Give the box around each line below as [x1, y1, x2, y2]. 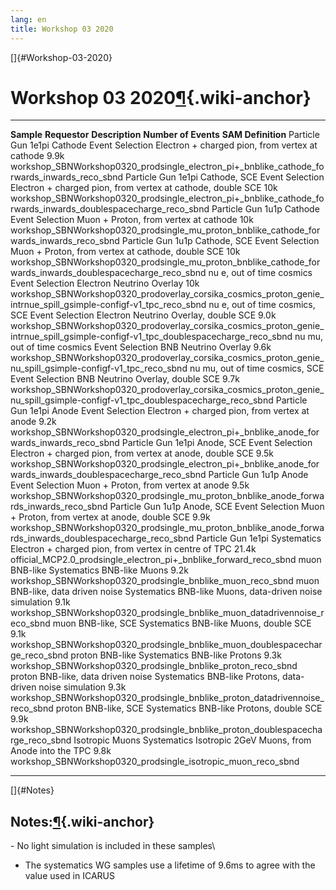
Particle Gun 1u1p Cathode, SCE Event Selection [121, 235, 320, 247]
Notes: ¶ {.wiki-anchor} [10, 813, 155, 830]
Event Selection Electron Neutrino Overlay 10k [10, 277, 200, 290]
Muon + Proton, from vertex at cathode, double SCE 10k [10, 246, 241, 258]
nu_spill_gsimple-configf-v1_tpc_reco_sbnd [10, 362, 188, 375]
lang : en [10, 14, 47, 25]
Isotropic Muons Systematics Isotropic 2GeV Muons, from [73, 734, 312, 746]
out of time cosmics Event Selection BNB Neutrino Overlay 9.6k [10, 341, 272, 353]
